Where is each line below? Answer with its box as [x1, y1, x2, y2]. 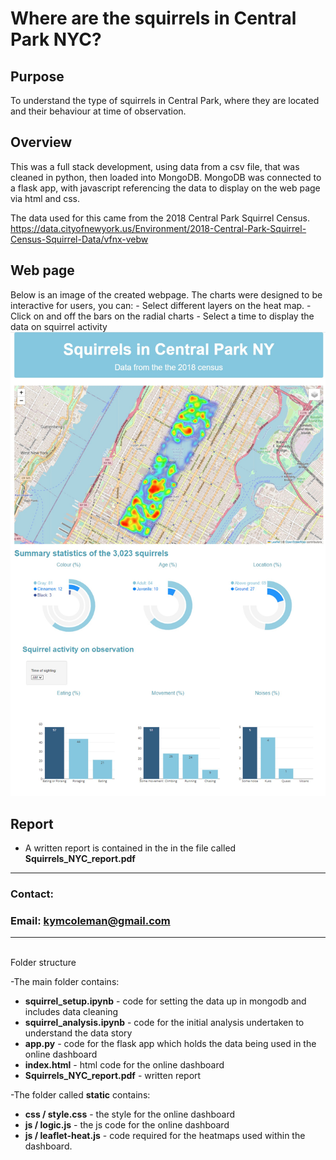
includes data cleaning [24, 1006, 119, 1018]
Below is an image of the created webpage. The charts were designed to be [10, 288, 323, 301]
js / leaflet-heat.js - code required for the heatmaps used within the [24, 1130, 306, 1142]
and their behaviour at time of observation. [10, 105, 187, 117]
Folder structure [10, 957, 77, 969]
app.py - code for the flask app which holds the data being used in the [24, 1038, 317, 1050]
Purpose [10, 68, 65, 85]
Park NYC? [10, 28, 102, 51]
